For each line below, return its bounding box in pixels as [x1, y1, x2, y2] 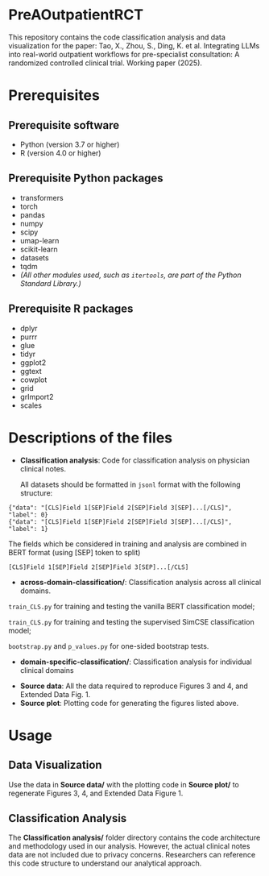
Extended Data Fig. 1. [19, 689, 91, 699]
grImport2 [19, 392, 54, 401]
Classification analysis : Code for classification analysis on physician [19, 455, 250, 465]
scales [19, 401, 43, 410]
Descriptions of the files [8, 429, 173, 446]
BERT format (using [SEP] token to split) [8, 547, 141, 557]
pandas [19, 210, 46, 219]
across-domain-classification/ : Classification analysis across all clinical [19, 577, 262, 587]
